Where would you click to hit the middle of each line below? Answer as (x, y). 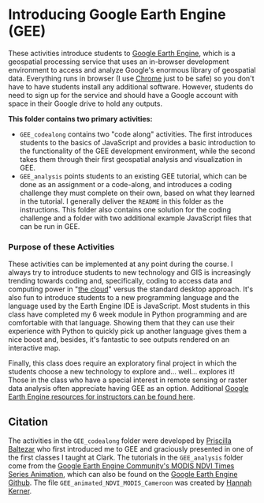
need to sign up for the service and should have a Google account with (123, 95)
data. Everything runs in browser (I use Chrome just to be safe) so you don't (131, 78)
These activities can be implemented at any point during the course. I (121, 264)
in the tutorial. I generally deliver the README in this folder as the (121, 201)
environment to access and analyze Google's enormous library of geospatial (132, 69)
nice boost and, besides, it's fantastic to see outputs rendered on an (119, 340)
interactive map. (34, 348)
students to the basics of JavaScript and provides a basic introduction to (138, 142)
